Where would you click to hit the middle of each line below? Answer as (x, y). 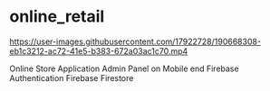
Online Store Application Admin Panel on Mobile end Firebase (124, 68)
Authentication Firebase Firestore (72, 77)
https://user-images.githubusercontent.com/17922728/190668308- (135, 41)
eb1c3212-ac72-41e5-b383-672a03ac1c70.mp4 (99, 50)
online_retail (57, 17)
